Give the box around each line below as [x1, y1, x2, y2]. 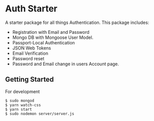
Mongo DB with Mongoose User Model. [12, 34, 93, 40]
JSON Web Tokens [12, 45, 51, 51]
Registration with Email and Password [12, 29, 89, 35]
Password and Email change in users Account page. [12, 61, 119, 67]
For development [5, 88, 40, 95]
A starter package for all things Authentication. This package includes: [5, 19, 150, 25]
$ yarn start [5, 107, 32, 112]
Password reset [12, 55, 45, 61]
